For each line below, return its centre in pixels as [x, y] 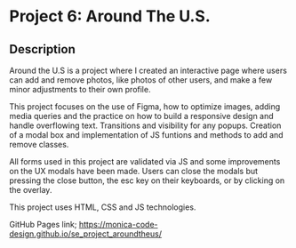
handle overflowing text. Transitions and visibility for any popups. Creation [145, 125]
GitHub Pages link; [43, 224]
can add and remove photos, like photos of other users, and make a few [141, 80]
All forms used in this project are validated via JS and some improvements [145, 161]
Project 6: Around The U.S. [110, 16]
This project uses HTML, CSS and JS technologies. [103, 207]
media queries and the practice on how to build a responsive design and [141, 116]
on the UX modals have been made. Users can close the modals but [134, 171]
